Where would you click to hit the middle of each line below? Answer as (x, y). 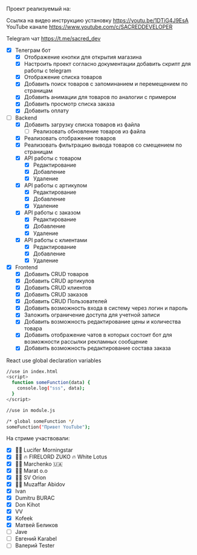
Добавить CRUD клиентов (58, 287)
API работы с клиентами (56, 240)
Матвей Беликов (37, 525)
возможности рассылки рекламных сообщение (86, 342)
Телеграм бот (33, 50)
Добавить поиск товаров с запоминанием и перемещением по (106, 84)
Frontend (26, 267)
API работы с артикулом (56, 185)
